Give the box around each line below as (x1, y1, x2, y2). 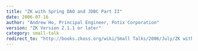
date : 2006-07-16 (6, 14, 49, 20)
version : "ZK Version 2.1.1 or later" (6, 25, 101, 31)
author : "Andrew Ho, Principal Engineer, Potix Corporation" (6, 19, 160, 25)
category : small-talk (6, 30, 60, 36)
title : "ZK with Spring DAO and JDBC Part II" (6, 8, 123, 15)
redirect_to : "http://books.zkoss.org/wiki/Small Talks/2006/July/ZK (6, 36, 181, 42)
